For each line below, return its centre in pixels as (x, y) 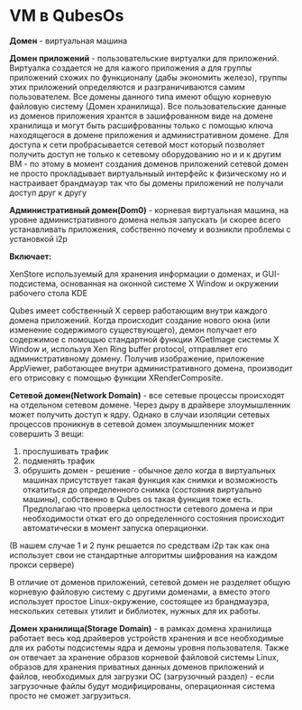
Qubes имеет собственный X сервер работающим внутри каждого (138, 310)
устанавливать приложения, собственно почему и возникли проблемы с (150, 229)
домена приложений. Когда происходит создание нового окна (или (140, 320)
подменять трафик (59, 461)
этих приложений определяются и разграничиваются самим (128, 87)
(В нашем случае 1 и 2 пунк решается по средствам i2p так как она (140, 545)
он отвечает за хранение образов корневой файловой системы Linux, (144, 657)
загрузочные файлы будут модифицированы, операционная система (142, 686)
